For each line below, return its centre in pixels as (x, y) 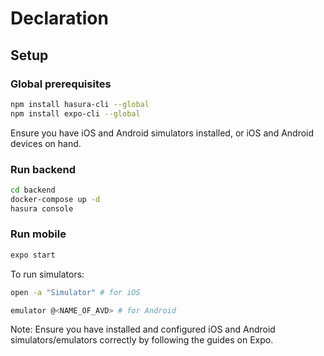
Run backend (43, 169)
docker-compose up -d (55, 199)
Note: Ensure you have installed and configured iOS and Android (143, 329)
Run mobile (38, 234)
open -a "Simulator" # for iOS (75, 292)
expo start (33, 255)
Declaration (59, 18)
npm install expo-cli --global (75, 113)
